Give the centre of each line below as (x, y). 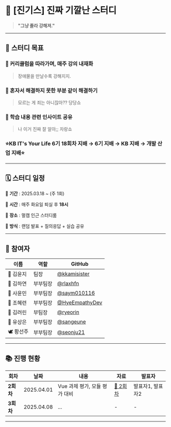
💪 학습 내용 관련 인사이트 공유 (39, 117)
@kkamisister (74, 274)
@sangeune (72, 322)
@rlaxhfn (68, 283)
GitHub (80, 264)
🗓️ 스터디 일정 (25, 178)
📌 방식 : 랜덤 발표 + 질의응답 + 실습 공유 (45, 226)
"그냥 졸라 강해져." (36, 26)
